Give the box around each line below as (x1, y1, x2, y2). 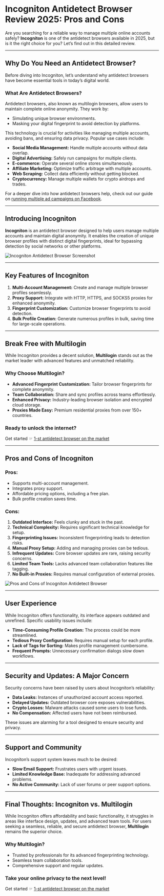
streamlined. (12, 632, 38, 638)
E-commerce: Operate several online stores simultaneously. (12, 161, 133, 166)
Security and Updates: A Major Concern (5, 672, 129, 680)
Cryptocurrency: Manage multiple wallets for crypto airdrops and (12, 176, 145, 182)
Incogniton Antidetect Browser (5, 3, 133, 15)
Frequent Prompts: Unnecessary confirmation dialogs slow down (12, 647, 144, 654)
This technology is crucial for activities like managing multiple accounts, (5, 130, 150, 136)
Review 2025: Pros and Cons (5, 14, 124, 25)
